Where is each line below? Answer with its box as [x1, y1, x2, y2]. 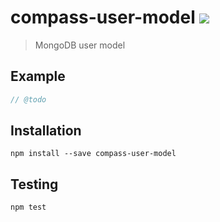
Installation [10, 122, 82, 140]
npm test [10, 202, 47, 213]
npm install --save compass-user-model [10, 149, 177, 159]
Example [10, 68, 66, 85]
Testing [10, 176, 59, 193]
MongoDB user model [34, 39, 126, 51]
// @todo [10, 94, 47, 105]
